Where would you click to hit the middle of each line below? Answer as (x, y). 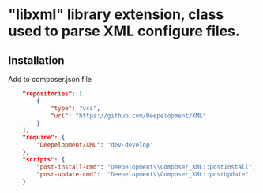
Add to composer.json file (50, 79)
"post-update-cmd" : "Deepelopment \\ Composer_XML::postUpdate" (143, 174)
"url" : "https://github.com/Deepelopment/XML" (128, 116)
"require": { (44, 138)
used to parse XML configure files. (124, 31)
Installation (36, 60)
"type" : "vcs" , (75, 108)
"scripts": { (44, 159)
